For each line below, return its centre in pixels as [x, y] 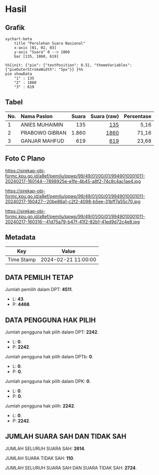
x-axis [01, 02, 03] [35, 48]
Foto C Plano [25, 159]
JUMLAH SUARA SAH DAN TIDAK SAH [66, 436]
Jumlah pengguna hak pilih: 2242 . [40, 406]
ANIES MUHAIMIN [42, 125]
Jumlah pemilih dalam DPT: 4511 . [39, 290]
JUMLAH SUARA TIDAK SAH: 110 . [40, 458]
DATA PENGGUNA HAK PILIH [50, 320]
